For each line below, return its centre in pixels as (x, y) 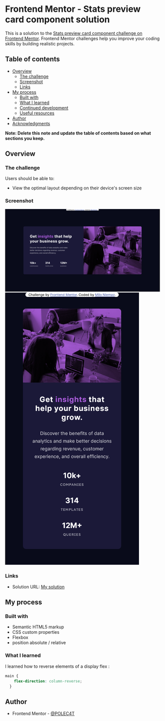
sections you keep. (25, 138)
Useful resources (37, 113)
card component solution (57, 19)
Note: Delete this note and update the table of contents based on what (78, 133)
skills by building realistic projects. (40, 43)
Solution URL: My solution (38, 587)
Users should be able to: (30, 179)
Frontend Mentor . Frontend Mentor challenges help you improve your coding (82, 38)
